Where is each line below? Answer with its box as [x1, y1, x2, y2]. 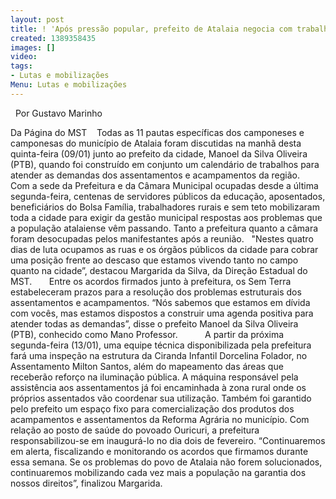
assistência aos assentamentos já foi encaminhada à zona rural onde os [10, 381, 307, 393]
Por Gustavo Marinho [14, 107, 103, 119]
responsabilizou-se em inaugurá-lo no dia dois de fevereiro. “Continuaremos [10, 434, 326, 446]
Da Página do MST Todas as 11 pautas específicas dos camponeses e [10, 126, 305, 138]
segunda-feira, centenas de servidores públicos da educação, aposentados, [10, 190, 326, 202]
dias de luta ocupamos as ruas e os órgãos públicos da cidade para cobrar [10, 243, 319, 255]
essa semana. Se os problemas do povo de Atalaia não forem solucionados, [10, 456, 323, 468]
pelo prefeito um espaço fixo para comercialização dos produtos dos [10, 402, 295, 415]
